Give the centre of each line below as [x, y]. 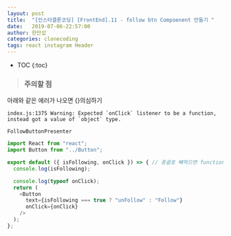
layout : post [26, 13]
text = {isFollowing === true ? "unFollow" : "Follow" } [104, 200]
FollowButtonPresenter [40, 131]
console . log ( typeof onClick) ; [56, 181]
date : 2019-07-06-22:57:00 [49, 26]
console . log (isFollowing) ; [52, 169]
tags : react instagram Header [51, 45]
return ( [26, 187]
